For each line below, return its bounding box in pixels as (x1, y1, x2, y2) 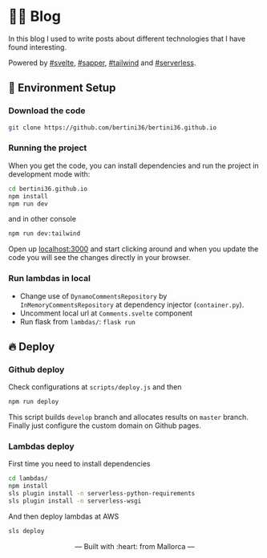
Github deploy (8, 364, 65, 375)
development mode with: (8, 169, 91, 179)
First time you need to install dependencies (8, 459, 151, 469)
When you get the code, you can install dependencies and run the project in (8, 161, 259, 170)
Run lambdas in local (8, 273, 91, 284)
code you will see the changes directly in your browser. (8, 253, 191, 263)
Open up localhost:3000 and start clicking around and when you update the (8, 244, 259, 254)
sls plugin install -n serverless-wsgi (8, 497, 142, 505)
